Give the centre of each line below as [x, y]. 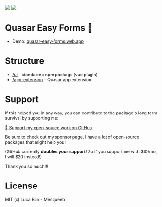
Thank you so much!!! [27, 166]
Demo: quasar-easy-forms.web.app [48, 41]
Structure [25, 61]
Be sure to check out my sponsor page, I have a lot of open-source [72, 137]
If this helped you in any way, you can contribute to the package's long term [81, 113]
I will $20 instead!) [24, 157]
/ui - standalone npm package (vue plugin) [55, 75]
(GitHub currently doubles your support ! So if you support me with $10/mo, [81, 151]
